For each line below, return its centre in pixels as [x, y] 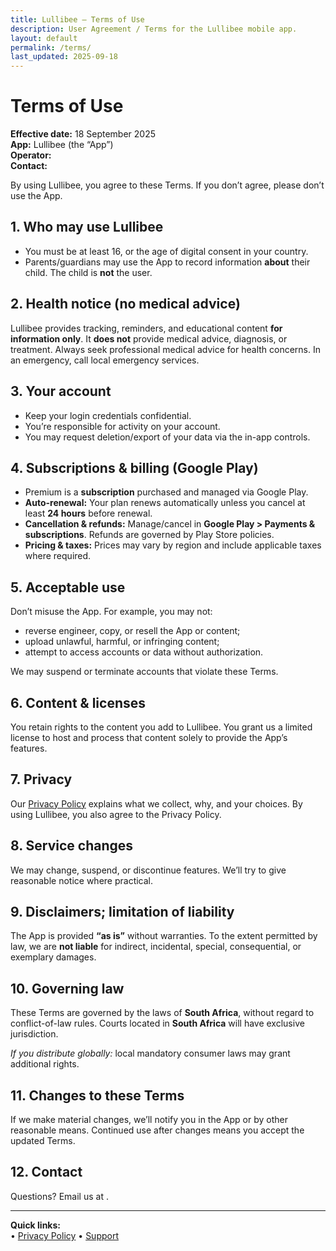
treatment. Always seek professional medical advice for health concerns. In [166, 349]
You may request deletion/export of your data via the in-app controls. [167, 437]
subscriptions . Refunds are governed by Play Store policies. [149, 535]
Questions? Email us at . [59, 1196]
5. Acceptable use [68, 587]
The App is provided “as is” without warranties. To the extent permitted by [164, 936]
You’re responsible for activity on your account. [122, 426]
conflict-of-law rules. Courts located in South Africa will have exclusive [157, 1023]
